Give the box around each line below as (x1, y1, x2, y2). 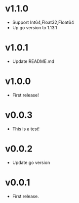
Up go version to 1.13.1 (12, 24, 57, 30)
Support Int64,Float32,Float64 (12, 19, 74, 25)
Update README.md (12, 58, 54, 64)
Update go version (12, 159, 50, 165)
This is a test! (12, 126, 39, 132)
